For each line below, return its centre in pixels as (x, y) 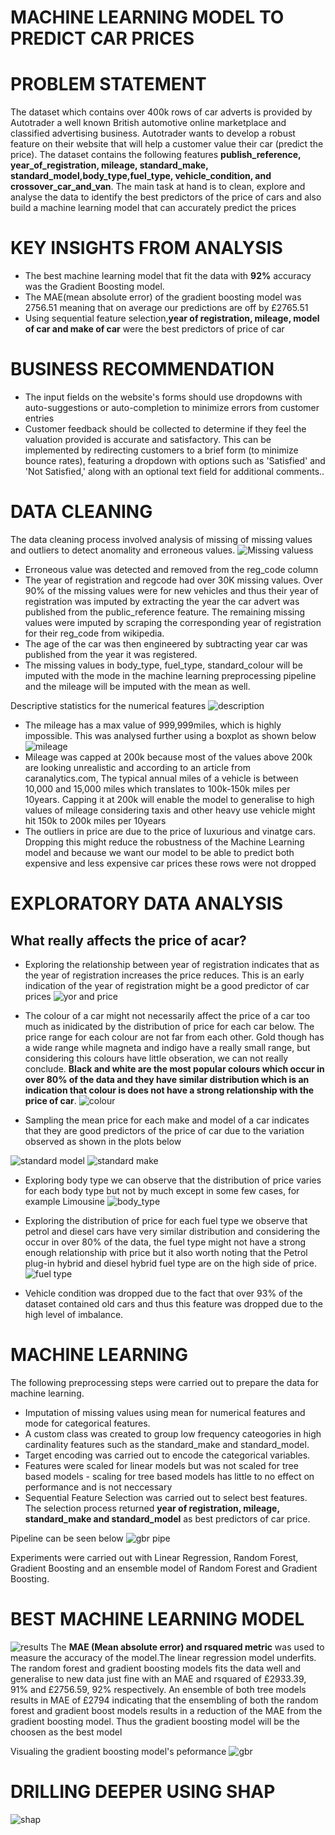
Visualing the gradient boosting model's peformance (118, 1751)
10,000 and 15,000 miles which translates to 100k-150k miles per (157, 788)
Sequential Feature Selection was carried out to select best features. (166, 1497)
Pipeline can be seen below (67, 1538)
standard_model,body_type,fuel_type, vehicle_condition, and (141, 176)
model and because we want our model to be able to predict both (159, 852)
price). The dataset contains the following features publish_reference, (156, 155)
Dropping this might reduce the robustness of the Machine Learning (164, 842)
